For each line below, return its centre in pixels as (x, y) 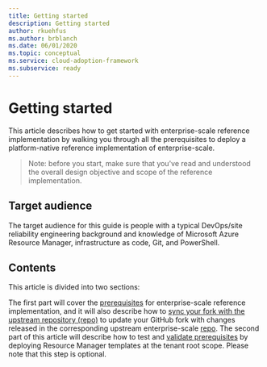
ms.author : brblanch (43, 38)
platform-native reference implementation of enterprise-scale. (112, 148)
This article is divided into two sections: (74, 287)
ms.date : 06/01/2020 (43, 46)
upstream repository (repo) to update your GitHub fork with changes (122, 320)
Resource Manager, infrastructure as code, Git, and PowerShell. (114, 242)
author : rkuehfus (38, 31)
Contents (32, 267)
